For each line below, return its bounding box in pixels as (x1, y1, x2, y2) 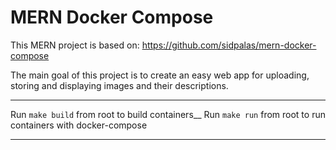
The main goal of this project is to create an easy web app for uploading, (10, 69, 310, 81)
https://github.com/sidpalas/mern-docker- (141, 39, 317, 51)
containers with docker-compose (10, 119, 148, 131)
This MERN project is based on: (10, 39, 140, 51)
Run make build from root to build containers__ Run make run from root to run (10, 108, 326, 120)
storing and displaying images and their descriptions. (10, 79, 229, 91)
